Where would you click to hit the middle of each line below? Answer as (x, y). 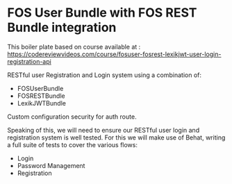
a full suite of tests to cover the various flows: (72, 144)
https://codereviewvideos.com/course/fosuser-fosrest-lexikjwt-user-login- (114, 54)
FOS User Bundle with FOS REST (102, 13)
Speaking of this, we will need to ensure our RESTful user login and (103, 130)
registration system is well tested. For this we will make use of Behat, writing (116, 137)
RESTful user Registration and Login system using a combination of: (105, 75)
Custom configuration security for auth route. (72, 117)
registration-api (30, 61)
